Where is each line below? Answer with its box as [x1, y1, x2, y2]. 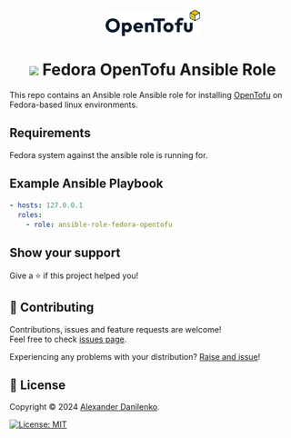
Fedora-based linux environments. [9, 99, 138, 110]
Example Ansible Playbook [9, 175, 164, 191]
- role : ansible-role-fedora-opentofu [25, 220, 173, 230]
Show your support [9, 245, 121, 261]
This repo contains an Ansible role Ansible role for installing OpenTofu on [9, 89, 283, 100]
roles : [17, 211, 43, 220]
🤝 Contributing [9, 300, 95, 315]
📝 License [9, 378, 66, 393]
